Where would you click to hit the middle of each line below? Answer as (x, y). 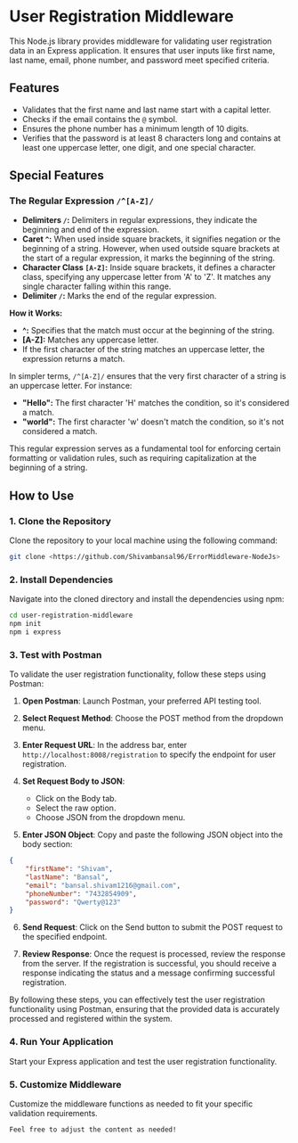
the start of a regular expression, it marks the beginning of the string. (149, 258)
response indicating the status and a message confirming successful (149, 973)
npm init (25, 624)
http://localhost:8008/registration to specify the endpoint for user (149, 754)
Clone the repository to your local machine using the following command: (144, 540)
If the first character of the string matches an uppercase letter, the (143, 349)
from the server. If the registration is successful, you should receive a (149, 964)
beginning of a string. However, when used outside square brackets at (151, 249)
